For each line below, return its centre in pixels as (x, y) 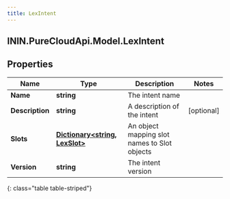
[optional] (204, 110)
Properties (30, 65)
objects (140, 151)
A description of (153, 106)
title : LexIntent (32, 13)
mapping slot (149, 134)
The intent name (154, 95)
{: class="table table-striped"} (50, 188)
